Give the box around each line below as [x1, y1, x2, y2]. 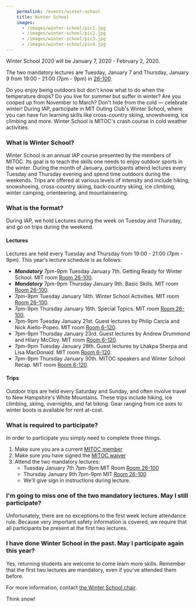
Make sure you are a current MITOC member [14, 446, 123, 453]
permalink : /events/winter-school [16, 8, 101, 15]
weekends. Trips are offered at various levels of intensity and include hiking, [6, 177, 190, 184]
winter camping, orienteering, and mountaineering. [6, 189, 129, 197]
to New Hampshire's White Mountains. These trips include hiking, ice [6, 394, 173, 401]
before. [6, 572, 24, 579]
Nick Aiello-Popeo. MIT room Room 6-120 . [14, 323, 117, 331]
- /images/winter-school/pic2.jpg [21, 31, 106, 36]
